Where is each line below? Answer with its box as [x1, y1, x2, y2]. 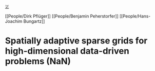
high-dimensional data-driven [5, 45, 130, 57]
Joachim [5, 18, 23, 24]
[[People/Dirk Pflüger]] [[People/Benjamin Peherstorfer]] [5, 14, 118, 19]
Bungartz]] [23, 18, 45, 24]
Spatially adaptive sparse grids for [5, 35, 148, 46]
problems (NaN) [5, 56, 71, 67]
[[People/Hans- [119, 14, 151, 19]
